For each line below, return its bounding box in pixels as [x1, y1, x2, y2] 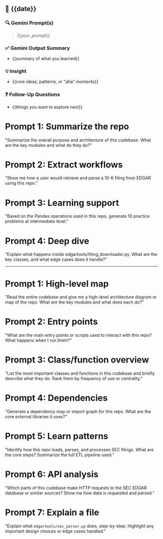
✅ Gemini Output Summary [5, 45, 70, 51]
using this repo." [5, 180, 38, 186]
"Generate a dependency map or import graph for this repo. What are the [5, 409, 151, 414]
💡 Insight [5, 67, 27, 74]
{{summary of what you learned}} [12, 55, 80, 61]
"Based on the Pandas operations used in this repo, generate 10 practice [5, 213, 150, 219]
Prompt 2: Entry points [5, 316, 98, 327]
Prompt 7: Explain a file [5, 507, 99, 518]
